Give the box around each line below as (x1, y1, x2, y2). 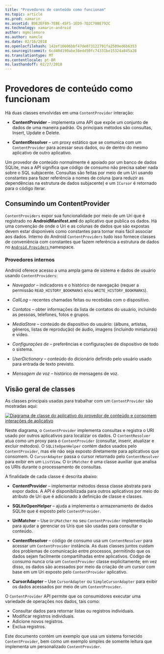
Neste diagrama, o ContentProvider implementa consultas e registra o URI (5, 427, 154, 433)
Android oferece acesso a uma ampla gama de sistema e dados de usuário (5, 267, 156, 273)
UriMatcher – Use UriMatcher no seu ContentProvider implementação (12, 517, 153, 523)
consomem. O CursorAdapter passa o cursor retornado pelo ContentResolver (5, 453, 160, 459)
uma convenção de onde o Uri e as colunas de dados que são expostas (5, 223, 150, 229)
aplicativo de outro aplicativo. (12, 150, 72, 156)
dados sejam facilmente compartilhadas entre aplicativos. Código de (12, 553, 151, 559)
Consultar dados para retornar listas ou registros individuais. (12, 608, 135, 614)
